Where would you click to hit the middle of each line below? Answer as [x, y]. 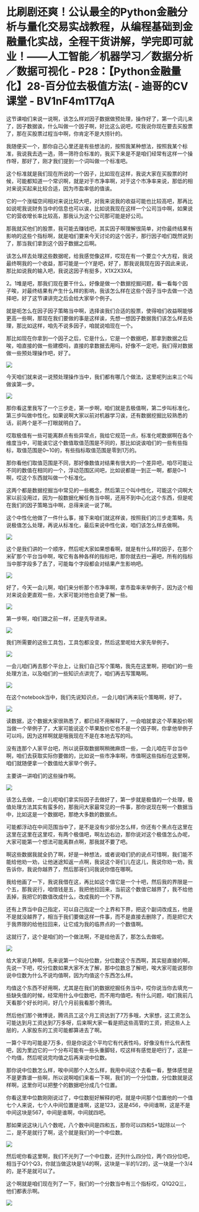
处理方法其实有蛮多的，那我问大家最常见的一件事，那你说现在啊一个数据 [99, 807]
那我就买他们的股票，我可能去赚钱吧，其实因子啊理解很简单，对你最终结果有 [99, 228]
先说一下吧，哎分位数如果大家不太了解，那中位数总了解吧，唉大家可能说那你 [99, 968]
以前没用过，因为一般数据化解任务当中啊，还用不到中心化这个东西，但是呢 [102, 497]
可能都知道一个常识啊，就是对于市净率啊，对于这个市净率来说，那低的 [102, 181]
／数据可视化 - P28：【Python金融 [89, 71]
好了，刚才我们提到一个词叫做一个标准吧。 [78, 161]
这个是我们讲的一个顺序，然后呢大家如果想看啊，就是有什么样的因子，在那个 [99, 549]
